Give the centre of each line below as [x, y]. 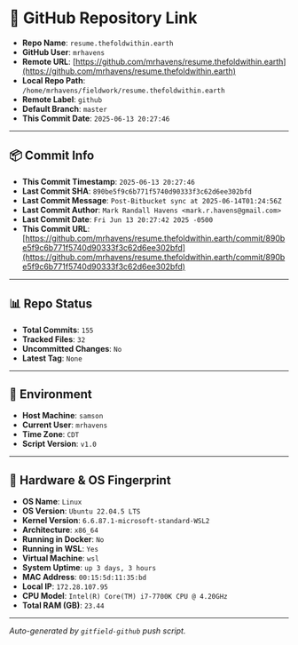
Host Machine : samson [63, 416]
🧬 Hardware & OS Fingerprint [90, 480]
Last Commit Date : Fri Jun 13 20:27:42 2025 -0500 [118, 219]
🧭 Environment [51, 394]
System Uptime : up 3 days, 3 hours [89, 568]
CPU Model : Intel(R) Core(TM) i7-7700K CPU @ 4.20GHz [125, 596]
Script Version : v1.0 [59, 444]
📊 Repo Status [51, 304]
